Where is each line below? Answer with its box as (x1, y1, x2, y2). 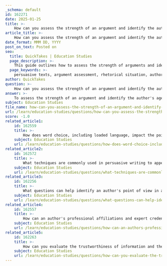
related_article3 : (5, 174, 43, 180)
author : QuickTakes (5, 77, 46, 82)
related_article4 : (5, 202, 43, 207)
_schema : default (5, 7, 41, 12)
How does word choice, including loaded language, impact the (23, 133, 155, 138)
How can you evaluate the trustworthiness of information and (23, 244, 155, 249)
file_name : (5, 105, 28, 110)
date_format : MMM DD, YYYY (5, 40, 61, 45)
